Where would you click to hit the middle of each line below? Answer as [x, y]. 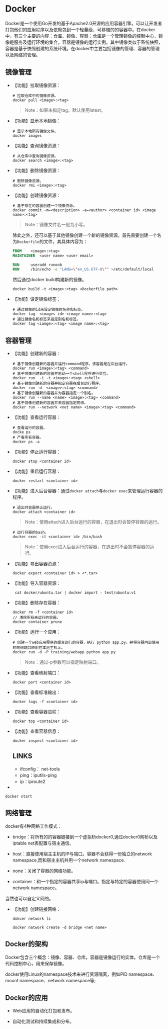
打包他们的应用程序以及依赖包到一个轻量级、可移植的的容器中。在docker [80, 29]
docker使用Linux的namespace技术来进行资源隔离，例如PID [66, 974]
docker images [27, 136]
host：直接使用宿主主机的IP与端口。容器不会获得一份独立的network [82, 853]
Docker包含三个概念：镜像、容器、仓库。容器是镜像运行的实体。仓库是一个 [83, 957]
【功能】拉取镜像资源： [36, 85]
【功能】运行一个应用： [36, 632]
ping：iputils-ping [38, 775]
